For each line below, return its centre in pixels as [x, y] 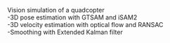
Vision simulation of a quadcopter [56, 10]
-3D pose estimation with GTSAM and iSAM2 [72, 17]
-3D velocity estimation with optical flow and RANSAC [85, 25]
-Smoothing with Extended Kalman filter [65, 32]
